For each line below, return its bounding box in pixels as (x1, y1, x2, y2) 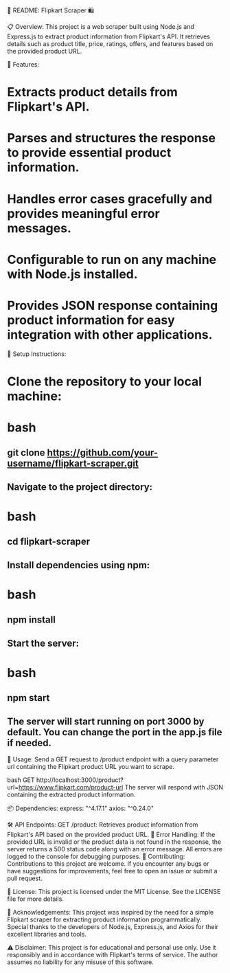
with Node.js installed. (7, 266, 139, 282)
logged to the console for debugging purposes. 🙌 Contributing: (7, 852, 185, 861)
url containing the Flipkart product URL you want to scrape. (7, 763, 175, 771)
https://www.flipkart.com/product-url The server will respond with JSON (18, 783, 224, 792)
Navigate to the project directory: (7, 481, 153, 493)
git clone (7, 447, 46, 459)
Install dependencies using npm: (7, 559, 150, 571)
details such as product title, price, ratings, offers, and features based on (7, 40, 214, 47)
